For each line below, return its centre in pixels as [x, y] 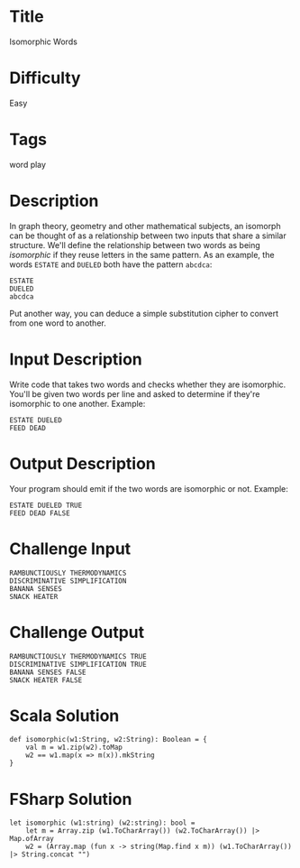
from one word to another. [58, 323]
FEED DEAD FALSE [40, 513]
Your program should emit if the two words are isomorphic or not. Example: [149, 488]
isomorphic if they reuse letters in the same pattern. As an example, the [142, 254]
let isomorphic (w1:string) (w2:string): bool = [102, 823]
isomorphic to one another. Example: [77, 403]
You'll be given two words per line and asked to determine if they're [135, 393]
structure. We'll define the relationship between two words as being [135, 245]
